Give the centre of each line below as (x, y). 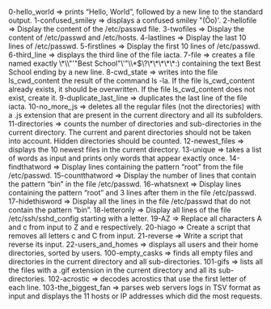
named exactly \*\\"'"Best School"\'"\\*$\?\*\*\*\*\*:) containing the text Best (135, 63)
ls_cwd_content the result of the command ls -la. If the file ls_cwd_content (131, 81)
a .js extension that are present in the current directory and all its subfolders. (136, 115)
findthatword (30, 167)
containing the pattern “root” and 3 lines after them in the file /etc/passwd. (132, 193)
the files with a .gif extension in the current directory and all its (112, 270)
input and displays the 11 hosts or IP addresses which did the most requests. (135, 296)
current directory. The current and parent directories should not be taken (130, 132)
